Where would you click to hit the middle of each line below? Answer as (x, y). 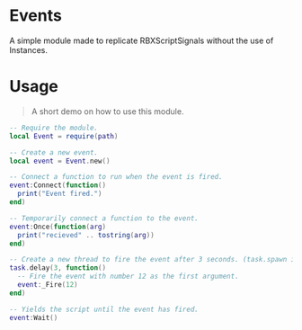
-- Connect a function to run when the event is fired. (116, 177)
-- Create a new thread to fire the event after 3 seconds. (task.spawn (148, 260)
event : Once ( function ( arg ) (58, 227)
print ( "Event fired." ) (60, 194)
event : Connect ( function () (58, 185)
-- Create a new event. (54, 152)
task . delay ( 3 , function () (58, 268)
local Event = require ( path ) (64, 136)
